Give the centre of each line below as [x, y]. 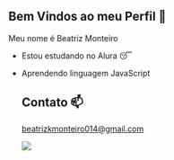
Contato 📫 [52, 103]
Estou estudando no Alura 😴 [77, 56]
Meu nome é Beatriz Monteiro [63, 38]
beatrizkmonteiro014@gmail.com [83, 129]
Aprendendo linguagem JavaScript [86, 73]
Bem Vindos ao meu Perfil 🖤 [87, 17]
